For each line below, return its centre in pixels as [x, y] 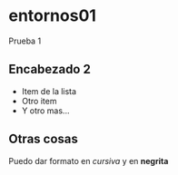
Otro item [39, 101]
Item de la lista [49, 91]
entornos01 [53, 16]
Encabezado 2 [50, 69]
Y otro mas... [45, 111]
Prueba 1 [25, 41]
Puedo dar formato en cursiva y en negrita [89, 160]
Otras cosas [44, 139]
